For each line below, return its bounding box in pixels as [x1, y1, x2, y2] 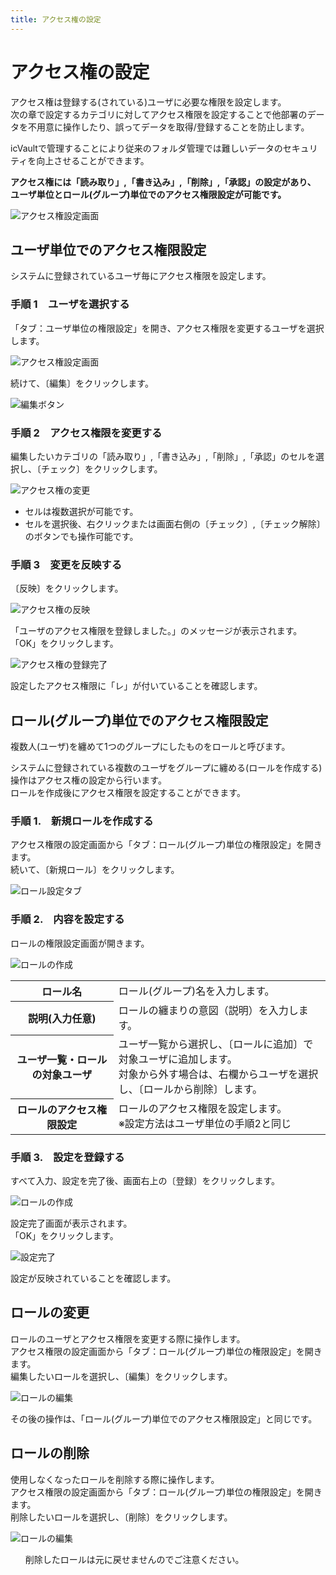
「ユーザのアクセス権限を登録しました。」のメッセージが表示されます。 [10, 625, 303, 637]
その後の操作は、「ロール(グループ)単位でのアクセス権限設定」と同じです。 [10, 1412, 318, 1425]
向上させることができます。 [36, 154, 150, 166]
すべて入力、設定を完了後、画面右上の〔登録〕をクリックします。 [10, 1174, 281, 1186]
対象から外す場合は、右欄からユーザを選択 [118, 1067, 319, 1081]
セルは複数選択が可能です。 [24, 505, 139, 517]
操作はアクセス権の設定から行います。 [10, 774, 167, 786]
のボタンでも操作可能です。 [24, 530, 139, 542]
